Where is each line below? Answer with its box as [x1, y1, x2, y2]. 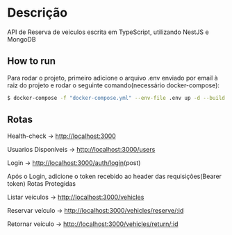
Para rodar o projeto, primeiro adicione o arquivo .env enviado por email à [7, 73, 218, 82]
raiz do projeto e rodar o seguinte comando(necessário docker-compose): [7, 81, 220, 89]
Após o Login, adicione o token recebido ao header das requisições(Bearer [7, 172, 222, 181]
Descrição [7, 5, 68, 21]
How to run [7, 55, 56, 67]
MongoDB [7, 35, 36, 43]
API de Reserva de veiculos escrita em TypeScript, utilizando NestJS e [7, 28, 210, 36]
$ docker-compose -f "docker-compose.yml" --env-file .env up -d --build [7, 94, 226, 101]
